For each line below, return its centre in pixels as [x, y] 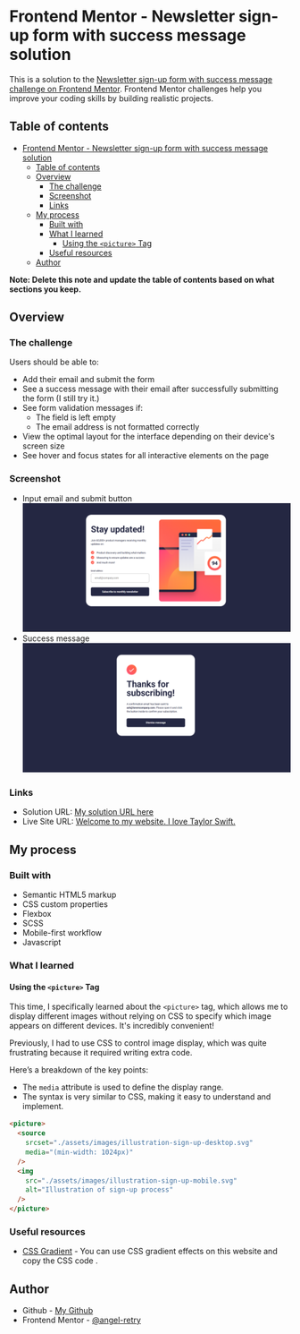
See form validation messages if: [83, 408]
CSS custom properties [65, 904]
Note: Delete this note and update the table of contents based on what [142, 279]
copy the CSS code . [60, 1261]
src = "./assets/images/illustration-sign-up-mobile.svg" [132, 1180]
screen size [43, 446]
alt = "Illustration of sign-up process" [100, 1190]
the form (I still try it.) [61, 398]
